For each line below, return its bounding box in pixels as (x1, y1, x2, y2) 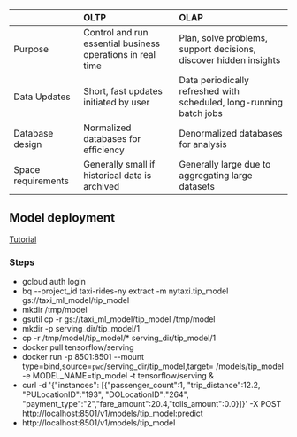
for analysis (179, 138, 227, 150)
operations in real (83, 49, 156, 60)
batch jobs (179, 107, 223, 119)
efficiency (83, 144, 126, 156)
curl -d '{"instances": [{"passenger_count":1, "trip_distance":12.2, (21, 380, 261, 391)
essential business (83, 37, 161, 50)
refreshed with (179, 85, 240, 97)
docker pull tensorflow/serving (21, 342, 134, 353)
